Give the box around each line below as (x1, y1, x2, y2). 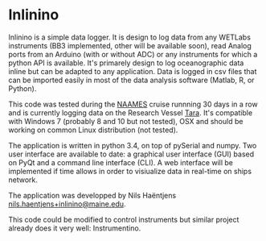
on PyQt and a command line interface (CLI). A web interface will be (8, 157, 234, 167)
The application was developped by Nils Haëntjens (8, 190, 177, 200)
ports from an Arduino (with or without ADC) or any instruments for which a (8, 49, 258, 59)
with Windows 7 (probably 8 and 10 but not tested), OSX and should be (8, 116, 243, 126)
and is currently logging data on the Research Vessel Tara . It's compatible (8, 107, 253, 118)
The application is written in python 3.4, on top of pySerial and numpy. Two (8, 140, 257, 150)
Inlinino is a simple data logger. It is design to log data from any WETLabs (8, 32, 252, 42)
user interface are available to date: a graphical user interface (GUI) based (8, 149, 255, 159)
